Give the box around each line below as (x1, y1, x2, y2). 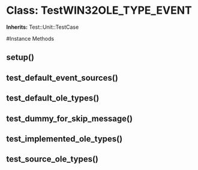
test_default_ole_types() (6, 93, 100, 104)
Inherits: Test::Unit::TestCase (6, 23, 79, 31)
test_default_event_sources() (6, 72, 118, 83)
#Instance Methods (6, 35, 55, 42)
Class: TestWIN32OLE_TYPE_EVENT (6, 4, 192, 17)
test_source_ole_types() (6, 154, 99, 165)
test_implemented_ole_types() (6, 133, 123, 144)
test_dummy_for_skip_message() (6, 113, 133, 123)
